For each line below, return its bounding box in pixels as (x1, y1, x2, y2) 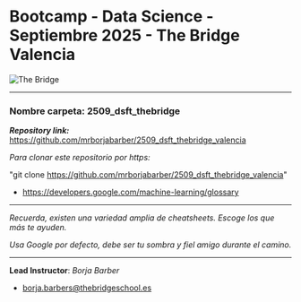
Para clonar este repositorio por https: (9, 152, 150, 163)
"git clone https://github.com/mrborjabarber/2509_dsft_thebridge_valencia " (9, 169, 288, 180)
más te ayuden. (9, 222, 67, 233)
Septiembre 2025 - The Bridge (9, 25, 240, 46)
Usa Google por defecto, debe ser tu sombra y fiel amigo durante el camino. (9, 239, 292, 250)
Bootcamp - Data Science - (9, 6, 214, 27)
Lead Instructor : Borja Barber (9, 265, 120, 276)
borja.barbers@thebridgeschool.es (21, 282, 152, 293)
